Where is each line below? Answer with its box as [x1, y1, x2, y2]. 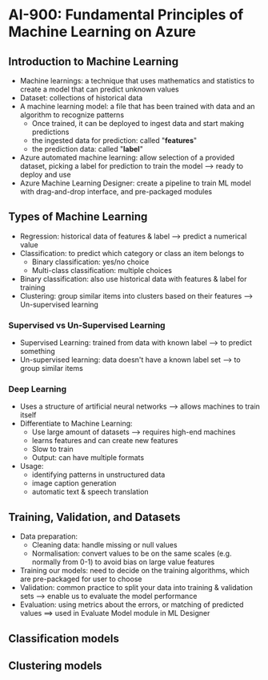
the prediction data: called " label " [31, 145, 144, 153]
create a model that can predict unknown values [19, 84, 179, 94]
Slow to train [31, 444, 74, 454]
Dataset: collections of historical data [19, 93, 143, 102]
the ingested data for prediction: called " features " [31, 136, 198, 145]
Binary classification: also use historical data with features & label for [19, 274, 247, 283]
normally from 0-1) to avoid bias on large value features [31, 557, 215, 567]
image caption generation [31, 478, 117, 488]
